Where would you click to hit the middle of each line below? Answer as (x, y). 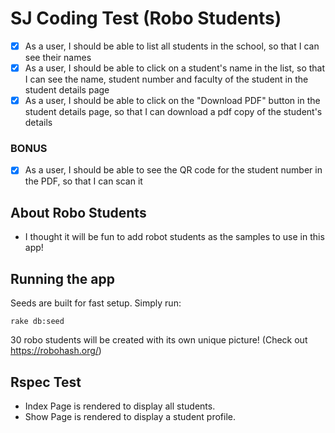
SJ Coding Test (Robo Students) (146, 18)
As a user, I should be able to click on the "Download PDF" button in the (172, 101)
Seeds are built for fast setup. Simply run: (96, 303)
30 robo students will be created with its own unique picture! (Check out (159, 340)
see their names (58, 57)
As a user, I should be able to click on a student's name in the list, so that (175, 68)
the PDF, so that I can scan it (83, 181)
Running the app (62, 278)
